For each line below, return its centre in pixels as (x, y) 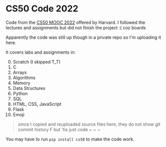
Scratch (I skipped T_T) (37, 62)
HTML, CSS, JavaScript (37, 104)
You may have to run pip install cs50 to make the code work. (70, 139)
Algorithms (24, 77)
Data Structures (29, 88)
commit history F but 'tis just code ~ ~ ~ (59, 129)
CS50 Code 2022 (42, 9)
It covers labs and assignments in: (41, 52)
